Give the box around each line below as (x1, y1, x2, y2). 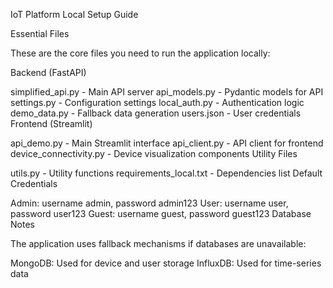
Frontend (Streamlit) (10, 118, 93, 129)
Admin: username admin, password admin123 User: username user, (10, 197, 289, 209)
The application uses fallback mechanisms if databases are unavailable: (10, 238, 307, 249)
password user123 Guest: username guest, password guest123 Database (10, 208, 312, 219)
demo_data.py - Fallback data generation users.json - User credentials (10, 107, 302, 119)
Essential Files (10, 28, 70, 39)
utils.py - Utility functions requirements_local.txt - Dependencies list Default (10, 167, 323, 179)
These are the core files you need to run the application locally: (10, 47, 271, 59)
